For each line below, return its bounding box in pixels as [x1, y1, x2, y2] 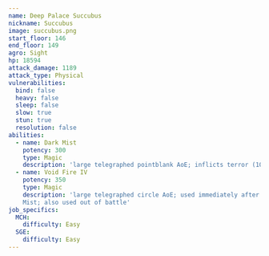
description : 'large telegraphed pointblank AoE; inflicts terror [22, 161, 249, 169]
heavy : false [15, 94, 59, 102]
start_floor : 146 [8, 34, 66, 43]
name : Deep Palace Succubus [8, 11, 102, 20]
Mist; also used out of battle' [22, 198, 130, 206]
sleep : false [15, 101, 59, 109]
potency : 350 [22, 176, 66, 185]
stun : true [15, 116, 52, 124]
